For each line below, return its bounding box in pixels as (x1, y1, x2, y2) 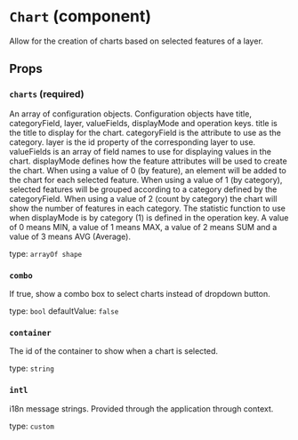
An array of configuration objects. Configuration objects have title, (9, 108, 252, 119)
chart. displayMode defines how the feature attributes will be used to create (9, 156, 287, 166)
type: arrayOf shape (9, 248, 83, 259)
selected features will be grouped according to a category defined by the (9, 184, 278, 195)
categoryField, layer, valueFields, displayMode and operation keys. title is (9, 117, 278, 128)
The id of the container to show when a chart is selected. (9, 346, 219, 356)
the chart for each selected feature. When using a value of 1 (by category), (9, 174, 283, 185)
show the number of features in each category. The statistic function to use (9, 203, 286, 213)
